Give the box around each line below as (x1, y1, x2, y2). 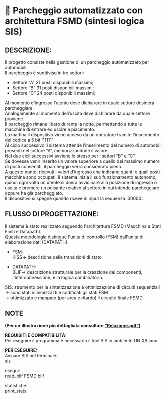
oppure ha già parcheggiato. (5, 190, 64, 196)
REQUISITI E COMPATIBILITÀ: (5, 332, 67, 338)
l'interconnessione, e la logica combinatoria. (12, 274, 104, 280)
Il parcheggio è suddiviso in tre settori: (5, 70, 84, 76)
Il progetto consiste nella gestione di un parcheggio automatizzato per (5, 59, 149, 65)
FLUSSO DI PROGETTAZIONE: (5, 210, 99, 218)
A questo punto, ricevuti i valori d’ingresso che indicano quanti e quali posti (5, 169, 160, 175)
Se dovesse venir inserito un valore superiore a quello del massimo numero (5, 158, 160, 164)
